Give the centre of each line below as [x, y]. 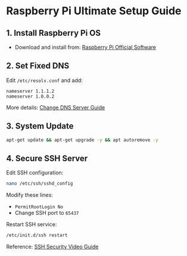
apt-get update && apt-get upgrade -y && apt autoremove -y [82, 140]
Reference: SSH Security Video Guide [52, 247]
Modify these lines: [30, 195]
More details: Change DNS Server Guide [56, 107]
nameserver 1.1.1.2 [30, 91]
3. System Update [40, 126]
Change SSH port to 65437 [47, 213]
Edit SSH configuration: [35, 173]
